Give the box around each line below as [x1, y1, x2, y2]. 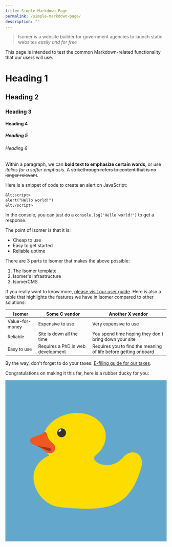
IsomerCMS [12, 279, 38, 285]
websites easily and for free [17, 39, 77, 46]
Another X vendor [109, 311, 148, 317]
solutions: [5, 299, 26, 305]
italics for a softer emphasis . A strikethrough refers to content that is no [5, 167, 157, 173]
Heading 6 [5, 145, 28, 151]
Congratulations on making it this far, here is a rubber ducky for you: [5, 370, 149, 376]
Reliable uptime [12, 248, 46, 254]
